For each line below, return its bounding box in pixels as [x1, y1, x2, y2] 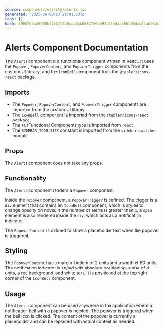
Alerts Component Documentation [5, 42, 149, 53]
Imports [5, 88, 30, 96]
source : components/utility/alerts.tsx [5, 7, 87, 12]
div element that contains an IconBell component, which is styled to [5, 202, 144, 208]
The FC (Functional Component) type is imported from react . [12, 122, 135, 128]
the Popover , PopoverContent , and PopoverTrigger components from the [5, 63, 149, 69]
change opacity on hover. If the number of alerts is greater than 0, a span [5, 207, 152, 213]
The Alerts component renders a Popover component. [5, 187, 114, 193]
